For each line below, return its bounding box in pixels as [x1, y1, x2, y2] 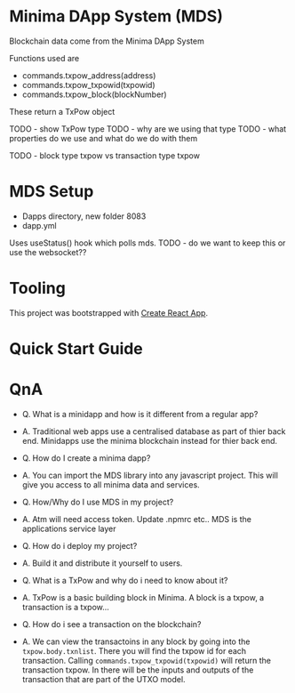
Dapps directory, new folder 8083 [21, 211, 147, 222]
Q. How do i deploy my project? [21, 540, 138, 551]
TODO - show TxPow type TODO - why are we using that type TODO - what [9, 123, 287, 134]
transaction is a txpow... [21, 601, 109, 612]
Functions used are [9, 52, 80, 63]
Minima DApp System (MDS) [9, 6, 224, 27]
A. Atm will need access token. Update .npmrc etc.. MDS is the [21, 513, 251, 524]
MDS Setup [9, 181, 94, 202]
